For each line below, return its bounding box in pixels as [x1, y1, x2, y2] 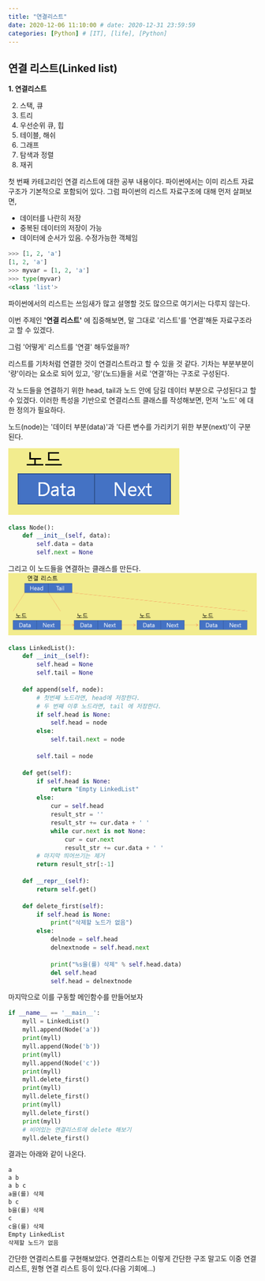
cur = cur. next [64, 836, 114, 843]
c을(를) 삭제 [8, 1223, 45, 1231]
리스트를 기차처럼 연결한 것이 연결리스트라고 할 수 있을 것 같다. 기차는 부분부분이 [8, 359, 255, 368]
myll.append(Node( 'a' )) [22, 1026, 101, 1034]
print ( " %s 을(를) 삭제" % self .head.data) [50, 960, 182, 968]
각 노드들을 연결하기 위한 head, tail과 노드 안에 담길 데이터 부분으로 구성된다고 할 [8, 385, 256, 395]
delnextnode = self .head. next [50, 944, 150, 952]
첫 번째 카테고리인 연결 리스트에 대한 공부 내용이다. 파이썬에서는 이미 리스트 [8, 177, 240, 186]
